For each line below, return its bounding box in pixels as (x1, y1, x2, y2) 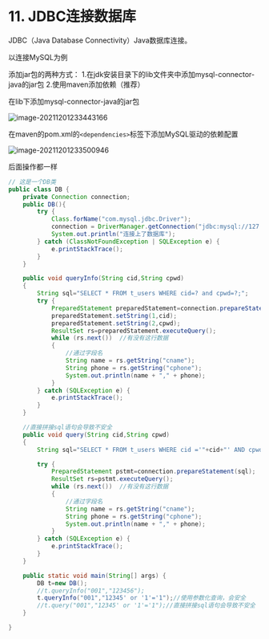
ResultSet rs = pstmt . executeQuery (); (50, 475, 174, 483)
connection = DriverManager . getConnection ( (50, 222, 199, 231)
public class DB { (8, 185, 70, 193)
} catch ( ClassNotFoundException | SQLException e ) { (37, 238, 220, 246)
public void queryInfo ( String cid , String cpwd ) (22, 275, 184, 283)
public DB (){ (22, 200, 66, 209)
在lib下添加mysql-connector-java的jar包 (8, 96, 140, 106)
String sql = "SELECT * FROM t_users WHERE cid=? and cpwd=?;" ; (37, 290, 249, 298)
